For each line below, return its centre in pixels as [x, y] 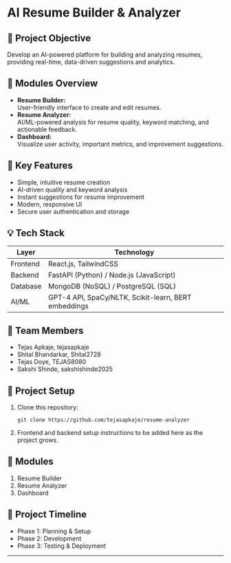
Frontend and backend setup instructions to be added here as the [110, 433]
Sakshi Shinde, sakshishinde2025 [65, 369]
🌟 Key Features [40, 166]
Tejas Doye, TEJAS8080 [52, 362]
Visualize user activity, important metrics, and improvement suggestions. [120, 144]
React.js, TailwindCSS [83, 264]
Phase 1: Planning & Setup [54, 531]
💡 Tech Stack [36, 233]
